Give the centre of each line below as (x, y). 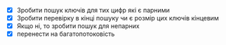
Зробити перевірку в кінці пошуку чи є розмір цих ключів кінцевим (118, 18)
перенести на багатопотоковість (66, 34)
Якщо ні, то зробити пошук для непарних (78, 26)
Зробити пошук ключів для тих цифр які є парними (93, 10)
